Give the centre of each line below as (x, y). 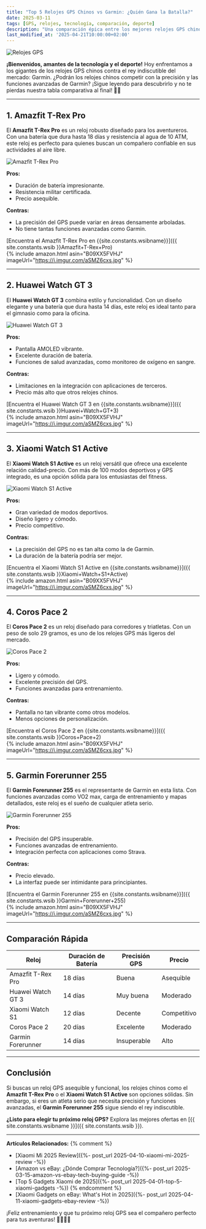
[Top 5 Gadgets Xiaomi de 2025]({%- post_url (73, 1181)
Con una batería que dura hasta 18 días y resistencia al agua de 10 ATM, (97, 136)
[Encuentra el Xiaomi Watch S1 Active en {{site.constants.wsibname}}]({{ (98, 567)
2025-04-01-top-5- (158, 1181)
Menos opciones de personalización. (62, 719)
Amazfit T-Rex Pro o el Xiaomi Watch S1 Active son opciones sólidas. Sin (100, 1094)
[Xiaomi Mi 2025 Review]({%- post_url (63, 1155)
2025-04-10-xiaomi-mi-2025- (151, 1155)
